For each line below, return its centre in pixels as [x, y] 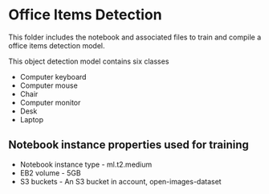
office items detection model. [57, 45]
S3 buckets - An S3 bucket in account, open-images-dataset [121, 181]
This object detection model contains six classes [89, 61]
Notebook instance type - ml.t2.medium [86, 164]
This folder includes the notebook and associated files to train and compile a [135, 37]
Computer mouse [49, 85]
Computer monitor [50, 102]
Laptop [32, 119]
